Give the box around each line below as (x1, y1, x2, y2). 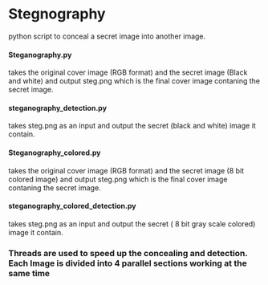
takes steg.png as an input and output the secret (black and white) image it (8, 121, 257, 131)
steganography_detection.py (8, 103, 107, 112)
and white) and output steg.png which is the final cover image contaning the (8, 76, 261, 86)
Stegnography (8, 5, 106, 23)
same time (8, 267, 51, 279)
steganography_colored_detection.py (8, 202, 136, 211)
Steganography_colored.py (8, 148, 101, 157)
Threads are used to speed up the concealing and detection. (8, 247, 248, 259)
